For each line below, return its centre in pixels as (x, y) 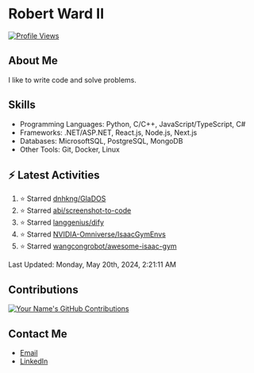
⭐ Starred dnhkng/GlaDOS (63, 198)
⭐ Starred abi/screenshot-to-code (75, 210)
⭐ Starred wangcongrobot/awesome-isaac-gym (98, 246)
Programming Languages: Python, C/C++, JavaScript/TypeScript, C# (133, 124)
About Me (33, 61)
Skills (22, 105)
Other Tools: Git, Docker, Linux (70, 149)
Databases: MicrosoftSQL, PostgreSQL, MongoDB (101, 140)
